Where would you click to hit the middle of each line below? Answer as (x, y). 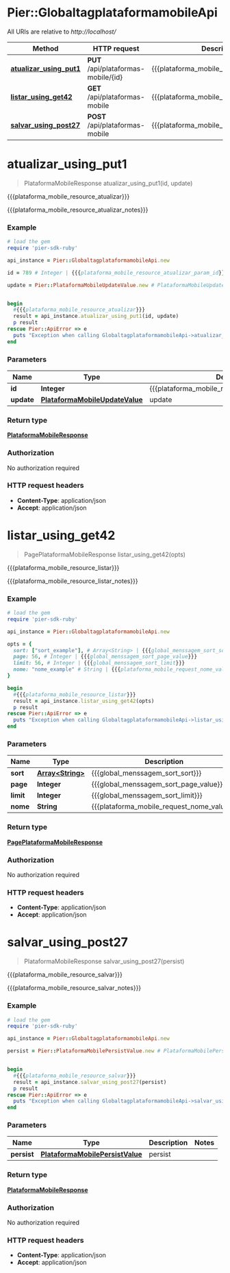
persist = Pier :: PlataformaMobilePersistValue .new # (84, 1051)
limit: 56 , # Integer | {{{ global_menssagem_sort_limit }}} (99, 663)
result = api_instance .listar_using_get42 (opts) (84, 701)
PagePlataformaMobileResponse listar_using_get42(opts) (105, 554)
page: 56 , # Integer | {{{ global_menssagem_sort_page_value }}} (105, 657)
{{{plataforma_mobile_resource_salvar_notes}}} (74, 988)
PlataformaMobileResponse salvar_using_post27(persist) (104, 961)
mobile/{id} (105, 77)
